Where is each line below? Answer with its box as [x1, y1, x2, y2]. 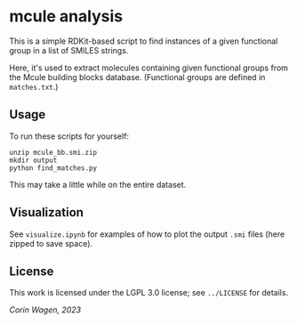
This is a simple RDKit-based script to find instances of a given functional [9, 36, 278, 46]
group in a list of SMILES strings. [9, 45, 129, 55]
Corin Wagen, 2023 [9, 304, 82, 315]
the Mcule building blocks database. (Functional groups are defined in [9, 71, 266, 82]
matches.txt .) [9, 81, 59, 92]
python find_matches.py [9, 163, 98, 173]
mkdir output [9, 156, 58, 165]
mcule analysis [9, 6, 123, 27]
